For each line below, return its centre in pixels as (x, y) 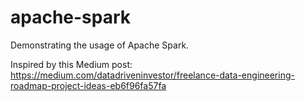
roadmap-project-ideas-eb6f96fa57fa (88, 85)
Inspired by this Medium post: (71, 64)
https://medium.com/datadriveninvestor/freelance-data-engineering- (152, 75)
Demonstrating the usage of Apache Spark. (100, 45)
